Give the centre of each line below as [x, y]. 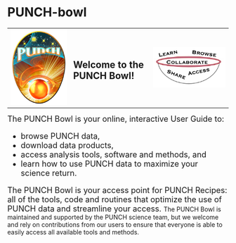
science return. [49, 173]
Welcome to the [109, 65]
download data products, [67, 145]
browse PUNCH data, [60, 136]
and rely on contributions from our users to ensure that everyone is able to [115, 225]
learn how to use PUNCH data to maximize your [109, 164]
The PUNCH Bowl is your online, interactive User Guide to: [116, 119]
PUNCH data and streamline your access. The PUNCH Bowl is [114, 209]
